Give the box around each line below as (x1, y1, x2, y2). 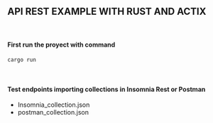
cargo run (7, 57, 37, 64)
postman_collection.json (17, 108, 89, 117)
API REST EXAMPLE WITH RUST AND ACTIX (7, 6, 207, 18)
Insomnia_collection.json (17, 100, 90, 109)
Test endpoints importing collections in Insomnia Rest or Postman (7, 85, 206, 93)
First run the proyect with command (7, 40, 116, 49)
